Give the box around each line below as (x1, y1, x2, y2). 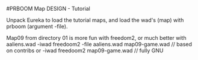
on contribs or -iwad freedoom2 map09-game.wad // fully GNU (6, 47, 164, 54)
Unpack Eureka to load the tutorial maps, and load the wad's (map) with (6, 17, 184, 23)
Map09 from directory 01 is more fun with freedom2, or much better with (6, 34, 187, 41)
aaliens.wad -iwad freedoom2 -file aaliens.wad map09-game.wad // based (6, 41, 193, 48)
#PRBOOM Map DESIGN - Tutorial (6, 5, 90, 12)
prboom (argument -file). (6, 23, 68, 30)
